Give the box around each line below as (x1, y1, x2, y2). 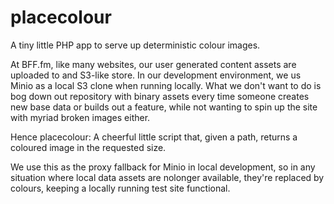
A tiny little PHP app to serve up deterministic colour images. (10, 39, 261, 51)
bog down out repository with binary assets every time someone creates (10, 90, 310, 102)
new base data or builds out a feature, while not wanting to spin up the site (10, 101, 318, 113)
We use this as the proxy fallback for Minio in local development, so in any (10, 161, 316, 173)
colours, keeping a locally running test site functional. (10, 182, 231, 194)
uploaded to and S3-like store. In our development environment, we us (10, 69, 302, 81)
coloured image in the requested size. (10, 141, 167, 153)
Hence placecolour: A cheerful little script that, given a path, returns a (10, 131, 298, 143)
